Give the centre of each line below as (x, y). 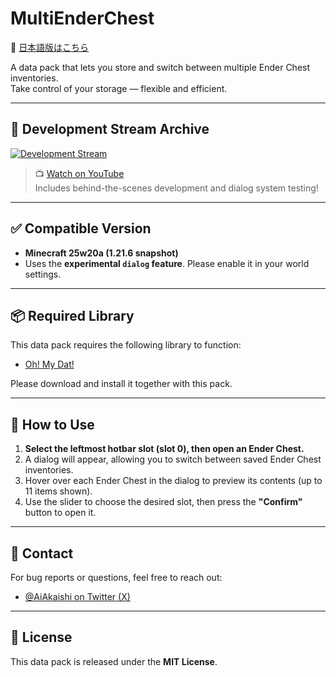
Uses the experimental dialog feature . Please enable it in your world (167, 263)
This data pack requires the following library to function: (126, 345)
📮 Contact (42, 553)
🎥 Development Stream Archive (110, 129)
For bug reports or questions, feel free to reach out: (116, 577)
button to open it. (60, 513)
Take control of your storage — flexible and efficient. (119, 88)
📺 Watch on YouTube (79, 173)
